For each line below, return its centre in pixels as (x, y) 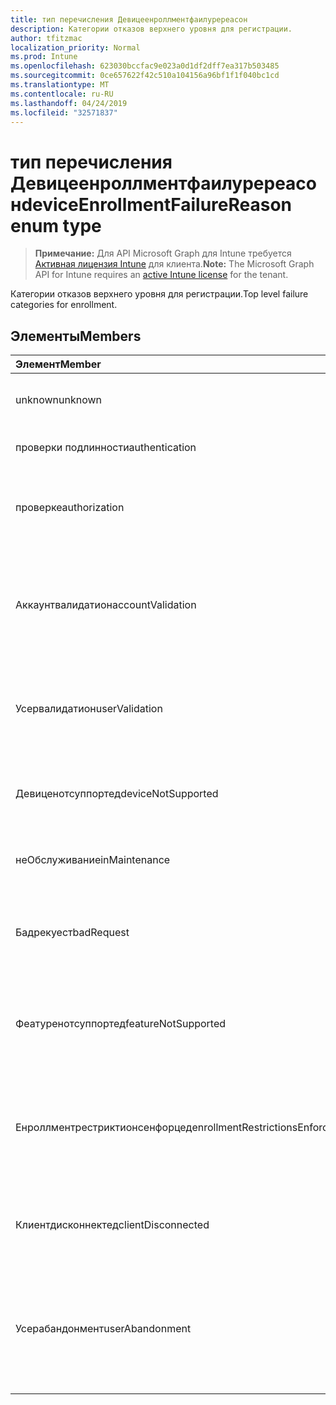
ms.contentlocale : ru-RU (62, 94)
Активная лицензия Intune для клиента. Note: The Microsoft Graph (174, 264)
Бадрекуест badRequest (72, 933)
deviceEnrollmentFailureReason (157, 204)
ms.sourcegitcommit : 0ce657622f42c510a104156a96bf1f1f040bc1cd (145, 76)
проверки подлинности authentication (106, 448)
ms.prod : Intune (44, 57)
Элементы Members (76, 336)
